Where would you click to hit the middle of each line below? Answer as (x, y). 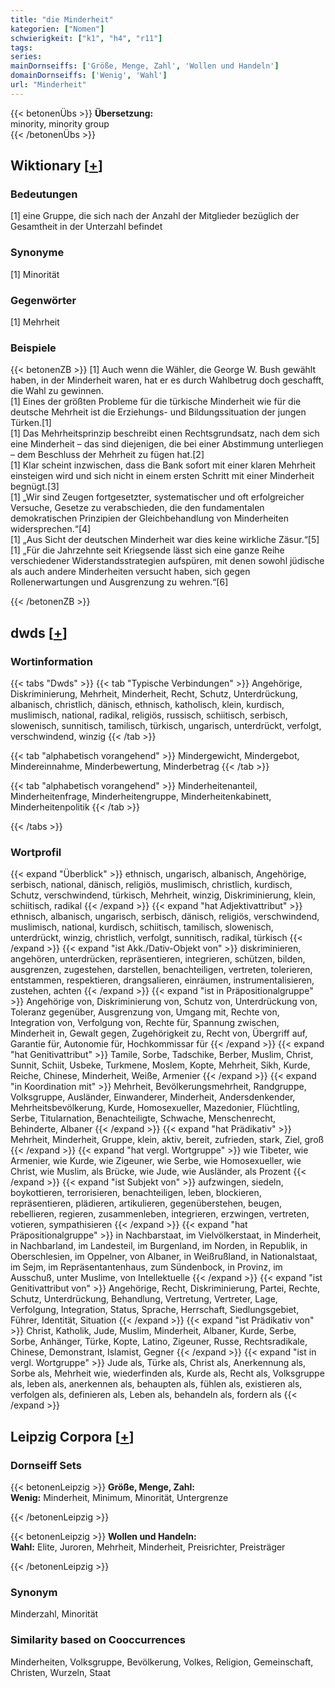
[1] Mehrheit (35, 322)
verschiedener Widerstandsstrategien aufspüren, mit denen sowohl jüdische (167, 561)
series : (26, 57)
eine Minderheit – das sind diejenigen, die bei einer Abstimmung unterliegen (167, 444)
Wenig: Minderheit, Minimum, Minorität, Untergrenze (119, 1497)
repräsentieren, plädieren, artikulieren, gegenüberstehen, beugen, (146, 1203)
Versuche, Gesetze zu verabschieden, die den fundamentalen (137, 508)
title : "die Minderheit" (62, 19)
